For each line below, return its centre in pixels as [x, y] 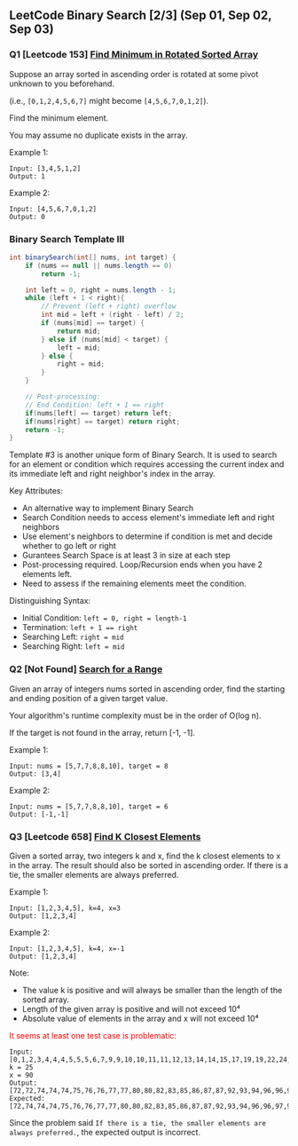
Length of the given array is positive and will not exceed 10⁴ [131, 1008]
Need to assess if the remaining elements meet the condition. [134, 584]
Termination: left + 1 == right [80, 628]
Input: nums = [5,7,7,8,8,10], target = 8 [89, 766]
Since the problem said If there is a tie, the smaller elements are [138, 1122]
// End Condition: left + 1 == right [95, 405]
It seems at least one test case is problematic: [93, 1035]
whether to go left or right [69, 546]
